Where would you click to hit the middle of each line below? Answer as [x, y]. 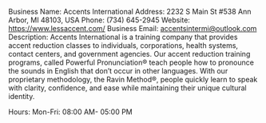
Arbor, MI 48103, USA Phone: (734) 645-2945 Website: [99, 20]
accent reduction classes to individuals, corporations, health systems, [123, 46]
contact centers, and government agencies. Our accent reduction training [129, 54]
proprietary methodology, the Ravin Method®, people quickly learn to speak [133, 79]
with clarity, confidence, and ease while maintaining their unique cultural [127, 88]
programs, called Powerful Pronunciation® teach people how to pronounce [131, 62]
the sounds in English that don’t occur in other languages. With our [118, 71]
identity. [22, 96]
